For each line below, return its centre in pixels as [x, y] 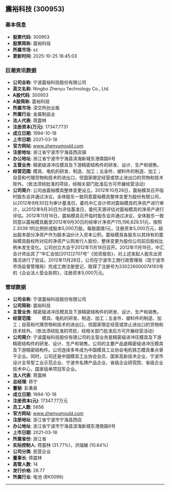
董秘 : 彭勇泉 [25, 388]
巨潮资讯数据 [21, 70]
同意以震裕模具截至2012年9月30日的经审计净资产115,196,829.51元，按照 [87, 222]
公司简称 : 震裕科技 [32, 306]
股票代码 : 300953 [31, 37]
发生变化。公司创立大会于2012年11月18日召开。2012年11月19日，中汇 [93, 247]
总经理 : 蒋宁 [25, 382]
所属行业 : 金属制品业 [34, 114]
